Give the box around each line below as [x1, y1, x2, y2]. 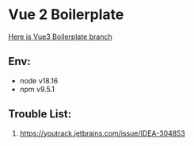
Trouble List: [8, 107, 72, 121]
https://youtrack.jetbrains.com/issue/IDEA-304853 [19, 129, 186, 138]
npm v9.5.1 [19, 84, 55, 94]
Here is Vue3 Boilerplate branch [8, 32, 112, 41]
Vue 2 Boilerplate [8, 6, 124, 24]
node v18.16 [19, 75, 59, 85]
